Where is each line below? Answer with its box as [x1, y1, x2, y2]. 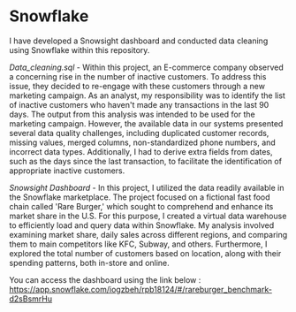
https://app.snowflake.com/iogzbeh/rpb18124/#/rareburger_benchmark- [9, 284, 272, 294]
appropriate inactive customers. [9, 165, 125, 176]
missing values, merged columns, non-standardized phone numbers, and [9, 137, 276, 148]
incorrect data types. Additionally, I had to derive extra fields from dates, [9, 146, 273, 156]
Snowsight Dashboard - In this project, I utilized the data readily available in [9, 182, 285, 193]
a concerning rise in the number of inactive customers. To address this [9, 71, 267, 81]
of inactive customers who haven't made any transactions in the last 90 [9, 99, 269, 110]
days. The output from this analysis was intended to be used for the [9, 109, 255, 119]
